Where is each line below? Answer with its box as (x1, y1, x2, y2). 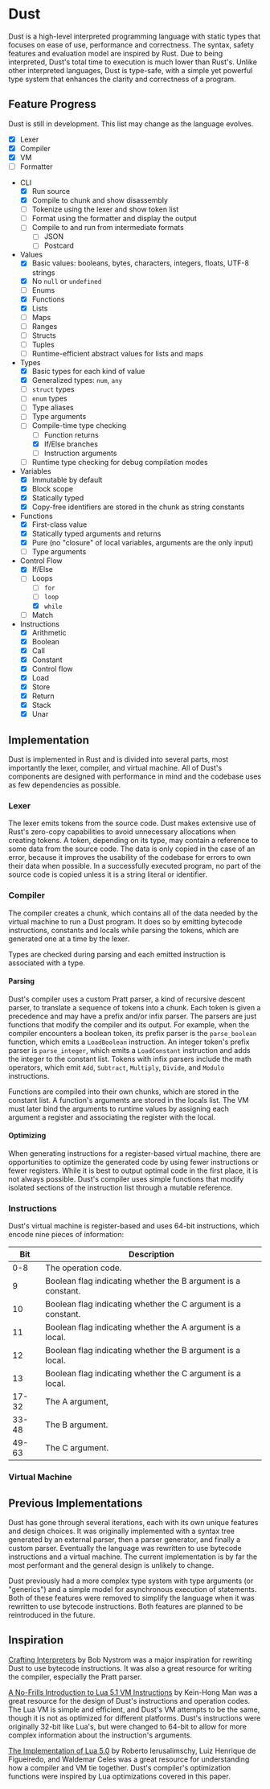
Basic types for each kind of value (31, 367, 145, 376)
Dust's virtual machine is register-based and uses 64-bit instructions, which (8, 1221, 260, 1231)
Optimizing (8, 1131, 47, 1141)
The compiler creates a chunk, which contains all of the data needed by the (8, 908, 259, 918)
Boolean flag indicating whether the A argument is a (45, 1322, 241, 1333)
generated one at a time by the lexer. (8, 934, 130, 944)
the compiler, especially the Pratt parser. (8, 1672, 142, 1681)
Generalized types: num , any (31, 376, 123, 385)
